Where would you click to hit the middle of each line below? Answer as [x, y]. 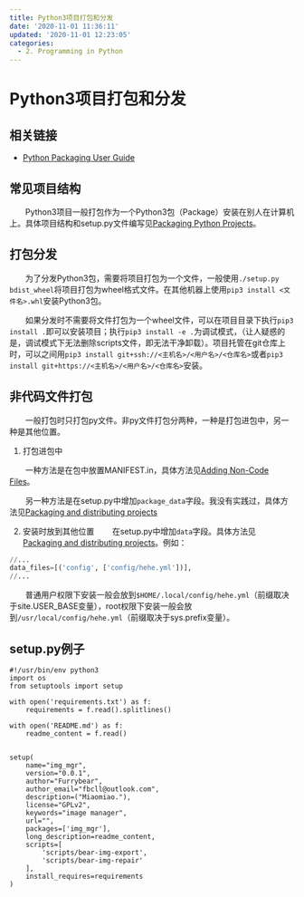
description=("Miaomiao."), [78, 797]
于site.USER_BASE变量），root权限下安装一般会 [97, 606]
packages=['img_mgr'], [68, 829]
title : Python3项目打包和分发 [62, 18]
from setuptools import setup [66, 686]
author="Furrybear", [64, 781]
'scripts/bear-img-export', [95, 853]
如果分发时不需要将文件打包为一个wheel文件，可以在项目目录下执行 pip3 [159, 320]
